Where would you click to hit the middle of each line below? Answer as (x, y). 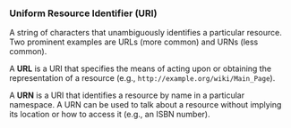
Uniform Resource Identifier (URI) (83, 13)
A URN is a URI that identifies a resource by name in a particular (127, 95)
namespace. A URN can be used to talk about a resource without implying (145, 105)
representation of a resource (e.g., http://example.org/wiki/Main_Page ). (142, 78)
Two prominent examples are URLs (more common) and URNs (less (134, 42)
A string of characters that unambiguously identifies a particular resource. (145, 33)
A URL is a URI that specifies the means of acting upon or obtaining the (140, 68)
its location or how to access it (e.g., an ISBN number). (110, 115)
